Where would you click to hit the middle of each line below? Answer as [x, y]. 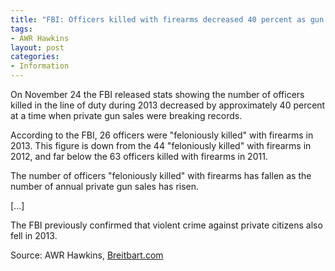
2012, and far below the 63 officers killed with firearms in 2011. [139, 156]
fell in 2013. [34, 235]
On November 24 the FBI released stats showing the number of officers [157, 94]
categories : [35, 57]
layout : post [37, 47]
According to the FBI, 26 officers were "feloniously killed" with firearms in [162, 135]
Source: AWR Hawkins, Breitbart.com [87, 255]
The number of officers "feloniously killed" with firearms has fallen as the [161, 175]
